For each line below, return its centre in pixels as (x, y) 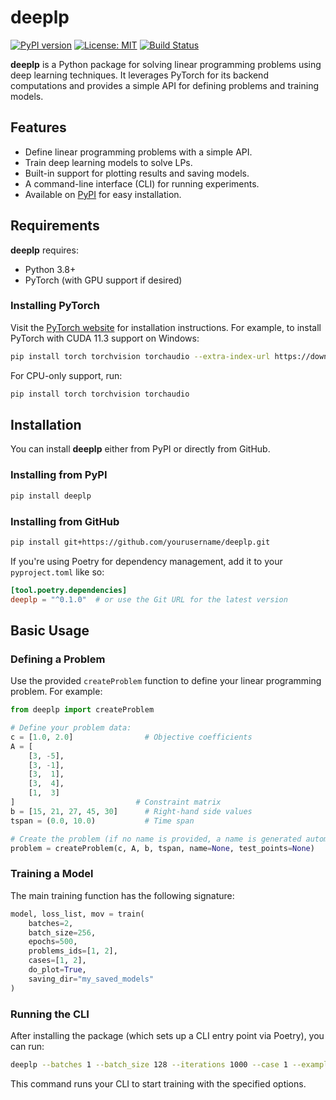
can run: (27, 1046)
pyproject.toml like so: (57, 572)
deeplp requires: (44, 250)
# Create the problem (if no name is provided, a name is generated (156, 839)
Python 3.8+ (50, 269)
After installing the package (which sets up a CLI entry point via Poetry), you (167, 1035)
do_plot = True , (57, 970)
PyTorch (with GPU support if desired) (103, 280)
